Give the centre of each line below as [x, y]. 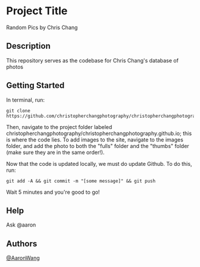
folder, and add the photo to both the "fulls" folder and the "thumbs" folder [98, 146]
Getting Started [35, 85]
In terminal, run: [26, 100]
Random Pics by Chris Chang [42, 27]
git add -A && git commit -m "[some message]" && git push [81, 181]
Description [28, 46]
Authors [22, 244]
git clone [18, 111]
